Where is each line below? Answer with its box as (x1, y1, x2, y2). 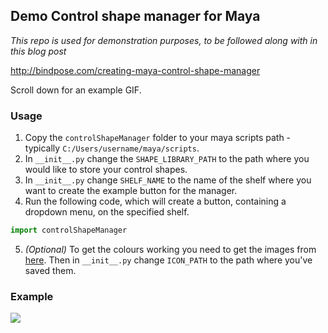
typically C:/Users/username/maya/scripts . (24, 142, 200, 154)
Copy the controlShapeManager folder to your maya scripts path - (24, 132, 292, 144)
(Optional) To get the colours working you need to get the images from (24, 243, 317, 255)
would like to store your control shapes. (24, 164, 188, 176)
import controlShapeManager (10, 225, 128, 236)
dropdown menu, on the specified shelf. (24, 206, 190, 218)
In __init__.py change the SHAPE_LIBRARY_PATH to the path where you (24, 153, 310, 165)
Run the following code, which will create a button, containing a (24, 195, 287, 208)
